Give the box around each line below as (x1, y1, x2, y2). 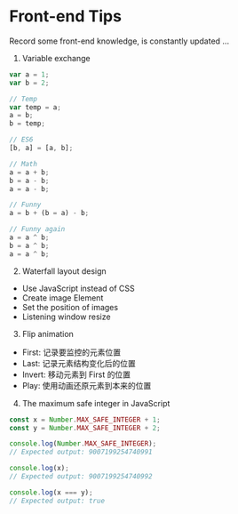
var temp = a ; (9, 102, 62, 112)
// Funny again (9, 225, 66, 234)
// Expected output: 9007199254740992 (9, 472, 153, 481)
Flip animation (21, 328, 74, 339)
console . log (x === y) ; (9, 487, 93, 497)
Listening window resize (21, 311, 111, 322)
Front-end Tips (9, 6, 123, 27)
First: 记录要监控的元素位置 (21, 347, 122, 357)
